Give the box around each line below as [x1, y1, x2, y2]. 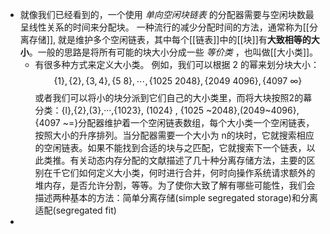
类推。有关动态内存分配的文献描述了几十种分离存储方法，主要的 [43, 154, 307, 166]
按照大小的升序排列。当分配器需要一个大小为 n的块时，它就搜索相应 [34, 129, 315, 141]
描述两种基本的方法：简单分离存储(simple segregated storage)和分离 [34, 192, 318, 203]
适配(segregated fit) [34, 204, 117, 216]
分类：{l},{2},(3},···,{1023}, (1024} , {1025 [34, 104, 205, 116]
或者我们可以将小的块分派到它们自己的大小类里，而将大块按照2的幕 [34, 92, 313, 103]
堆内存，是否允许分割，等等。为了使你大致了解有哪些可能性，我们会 [34, 179, 316, 191]
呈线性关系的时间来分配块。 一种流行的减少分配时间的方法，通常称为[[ [19, 21, 310, 33]
